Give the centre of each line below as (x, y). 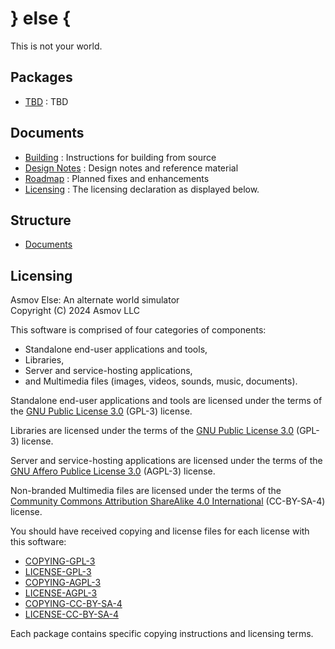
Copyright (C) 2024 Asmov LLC (75, 311)
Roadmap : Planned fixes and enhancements (117, 178)
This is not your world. (56, 46)
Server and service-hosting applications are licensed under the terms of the (166, 461)
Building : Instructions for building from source (120, 157)
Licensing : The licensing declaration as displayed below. (142, 189)
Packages (41, 77)
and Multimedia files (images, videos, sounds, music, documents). (161, 381)
